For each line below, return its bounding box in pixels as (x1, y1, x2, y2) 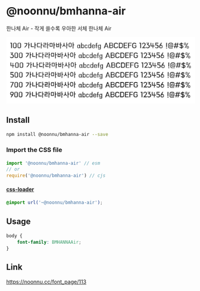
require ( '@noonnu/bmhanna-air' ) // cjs (6, 172, 106, 179)
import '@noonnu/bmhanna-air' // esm (6, 160, 101, 166)
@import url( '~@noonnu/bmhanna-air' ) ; (6, 199, 103, 206)
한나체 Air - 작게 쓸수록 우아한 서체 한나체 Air (6, 25, 112, 32)
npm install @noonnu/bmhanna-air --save (6, 132, 109, 138)
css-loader (6, 186, 34, 193)
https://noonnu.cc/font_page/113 (6, 278, 87, 285)
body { (6, 233, 23, 239)
